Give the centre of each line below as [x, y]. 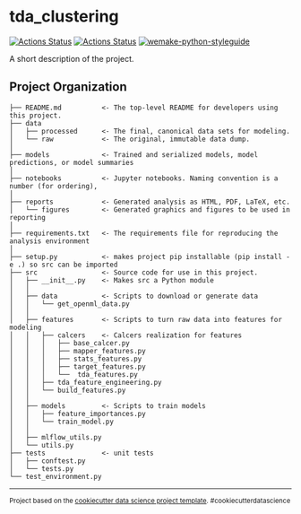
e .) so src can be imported [64, 265]
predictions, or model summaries [72, 162]
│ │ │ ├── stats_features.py [76, 359]
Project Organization [68, 87]
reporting [28, 217]
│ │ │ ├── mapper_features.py [77, 351]
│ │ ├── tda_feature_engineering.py [86, 382]
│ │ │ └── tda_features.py [74, 374]
